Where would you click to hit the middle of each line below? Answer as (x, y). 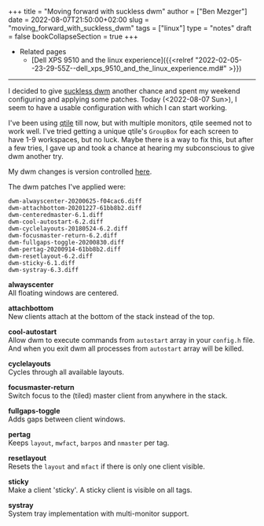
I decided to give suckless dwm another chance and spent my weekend (124, 91)
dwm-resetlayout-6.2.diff (50, 256)
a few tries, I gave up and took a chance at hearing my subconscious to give (132, 148)
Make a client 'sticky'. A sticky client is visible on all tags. (100, 490)
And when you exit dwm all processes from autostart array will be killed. (126, 348)
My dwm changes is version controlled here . (80, 171)
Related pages (43, 51)
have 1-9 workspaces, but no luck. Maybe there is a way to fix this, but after (131, 140)
